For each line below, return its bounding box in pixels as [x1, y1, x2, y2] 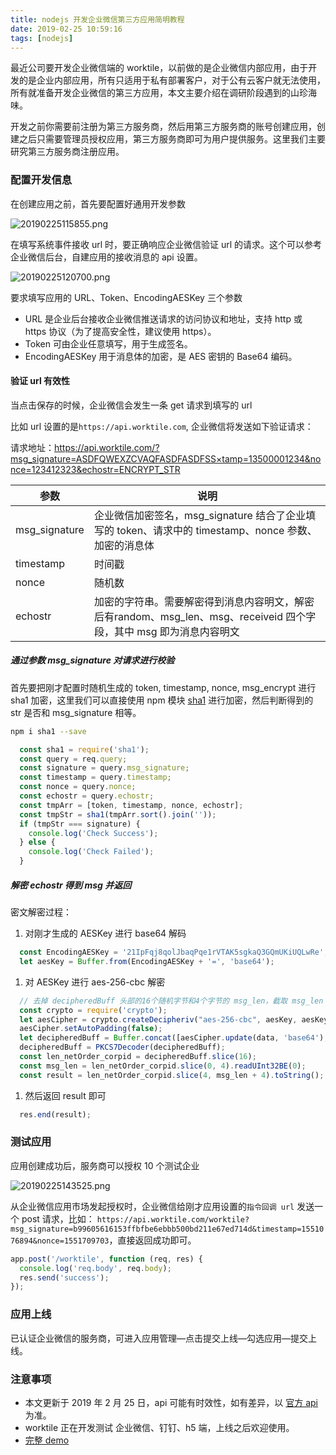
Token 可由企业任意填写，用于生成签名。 [24, 337, 193, 350]
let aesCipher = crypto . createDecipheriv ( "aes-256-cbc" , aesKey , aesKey [19, 1014, 329, 1025]
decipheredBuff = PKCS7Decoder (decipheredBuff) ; [19, 1042, 226, 1053]
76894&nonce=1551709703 [10, 1236, 110, 1246]
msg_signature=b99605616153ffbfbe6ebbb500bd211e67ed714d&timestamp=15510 [10, 1224, 325, 1234]
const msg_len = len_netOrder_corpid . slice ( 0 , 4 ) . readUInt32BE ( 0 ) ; [19, 1061, 307, 1071]
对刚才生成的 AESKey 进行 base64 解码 [24, 927, 187, 940]
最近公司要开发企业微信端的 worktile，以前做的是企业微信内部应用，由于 [10, 62, 309, 74]
